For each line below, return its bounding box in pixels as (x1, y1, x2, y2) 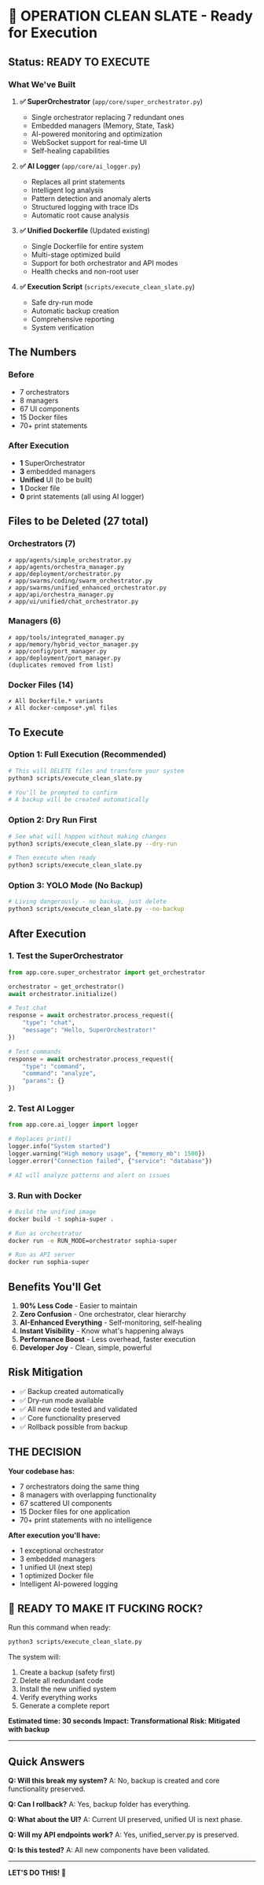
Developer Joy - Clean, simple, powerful (19, 1343, 152, 1352)
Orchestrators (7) (8, 538, 76, 549)
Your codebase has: (8, 1466, 75, 1476)
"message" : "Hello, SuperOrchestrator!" (22, 1026, 156, 1035)
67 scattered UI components (19, 1498, 112, 1508)
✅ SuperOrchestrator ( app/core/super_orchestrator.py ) (19, 96, 203, 106)
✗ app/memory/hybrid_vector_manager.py (8, 640, 139, 649)
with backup (8, 1725, 49, 1734)
